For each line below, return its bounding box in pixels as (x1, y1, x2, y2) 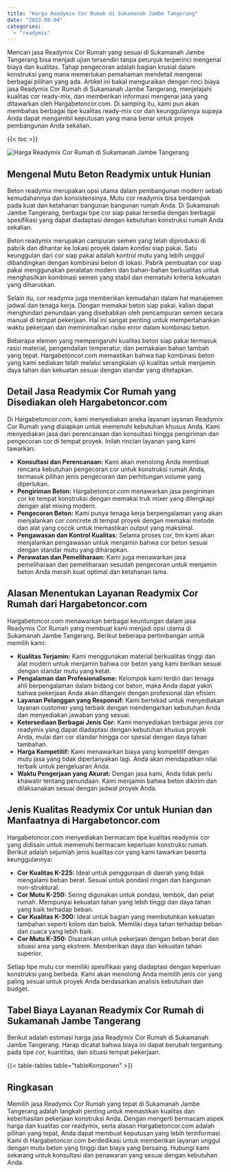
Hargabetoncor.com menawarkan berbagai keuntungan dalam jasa (7, 617, 196, 625)
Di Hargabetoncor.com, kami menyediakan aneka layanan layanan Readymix (7, 415, 223, 423)
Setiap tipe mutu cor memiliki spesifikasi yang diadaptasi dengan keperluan (7, 962, 221, 971)
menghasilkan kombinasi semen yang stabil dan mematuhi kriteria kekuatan (7, 273, 221, 281)
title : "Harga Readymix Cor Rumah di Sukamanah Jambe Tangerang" (7, 10, 198, 17)
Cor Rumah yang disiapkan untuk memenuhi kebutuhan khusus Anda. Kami (7, 422, 220, 430)
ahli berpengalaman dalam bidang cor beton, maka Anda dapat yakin (16, 681, 212, 690)
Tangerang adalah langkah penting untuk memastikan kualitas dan (7, 1107, 195, 1115)
